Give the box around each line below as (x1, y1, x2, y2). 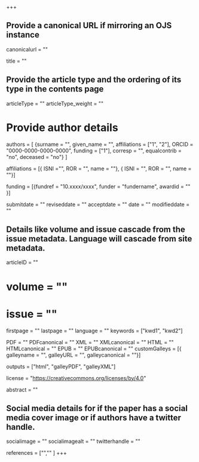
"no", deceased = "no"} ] (6, 153, 68, 160)
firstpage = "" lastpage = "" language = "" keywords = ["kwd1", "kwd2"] (6, 327, 183, 334)
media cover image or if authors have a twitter (6, 412, 181, 423)
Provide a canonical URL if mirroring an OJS (6, 20, 172, 30)
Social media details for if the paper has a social (6, 403, 188, 413)
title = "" (6, 57, 27, 65)
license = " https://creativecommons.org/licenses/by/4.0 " (6, 374, 146, 381)
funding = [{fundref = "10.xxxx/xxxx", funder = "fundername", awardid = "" (6, 183, 191, 190)
